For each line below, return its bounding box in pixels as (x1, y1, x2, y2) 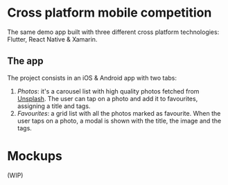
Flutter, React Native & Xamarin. (7, 35, 98, 43)
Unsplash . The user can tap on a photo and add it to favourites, (17, 94, 198, 103)
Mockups (7, 148, 62, 164)
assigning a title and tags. (17, 102, 91, 110)
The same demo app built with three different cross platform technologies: (7, 28, 220, 36)
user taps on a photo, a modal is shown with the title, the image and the (17, 116, 222, 125)
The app (7, 55, 44, 67)
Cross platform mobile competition (7, 5, 212, 21)
